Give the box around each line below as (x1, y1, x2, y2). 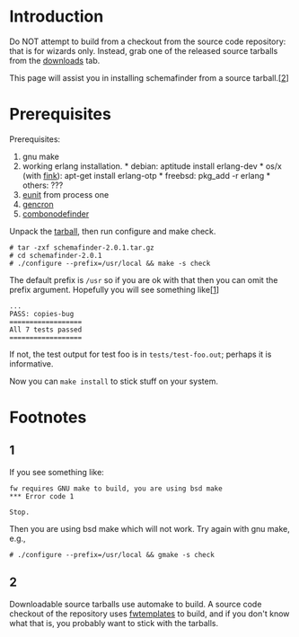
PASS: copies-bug (9, 309, 75, 318)
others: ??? (22, 180, 64, 190)
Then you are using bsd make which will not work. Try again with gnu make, (9, 523, 290, 534)
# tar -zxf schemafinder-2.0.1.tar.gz (9, 243, 154, 252)
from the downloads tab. (9, 55, 101, 66)
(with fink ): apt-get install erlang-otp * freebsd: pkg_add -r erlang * (22, 170, 271, 181)
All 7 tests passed (9, 325, 83, 334)
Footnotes (9, 407, 87, 428)
